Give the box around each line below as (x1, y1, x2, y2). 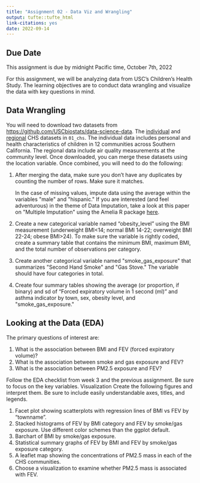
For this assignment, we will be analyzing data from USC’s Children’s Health (6, 76, 193, 83)
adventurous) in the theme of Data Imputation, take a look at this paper (14, 202, 190, 209)
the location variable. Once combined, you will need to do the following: (6, 160, 183, 167)
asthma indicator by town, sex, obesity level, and (14, 294, 136, 301)
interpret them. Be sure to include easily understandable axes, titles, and (6, 389, 185, 396)
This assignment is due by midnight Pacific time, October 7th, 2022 (6, 64, 172, 71)
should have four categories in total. (14, 269, 104, 277)
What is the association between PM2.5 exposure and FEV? (14, 364, 162, 372)
